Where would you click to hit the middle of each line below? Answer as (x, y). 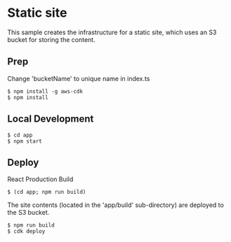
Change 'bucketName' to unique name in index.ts (79, 78)
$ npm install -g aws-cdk (45, 91)
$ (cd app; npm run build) (47, 192)
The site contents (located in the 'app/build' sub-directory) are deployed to (116, 205)
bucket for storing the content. (52, 39)
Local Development (51, 119)
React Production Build (40, 179)
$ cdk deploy (26, 232)
